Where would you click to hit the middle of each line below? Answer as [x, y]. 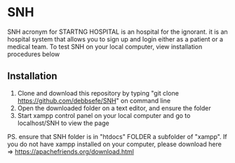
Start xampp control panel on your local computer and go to [104, 115]
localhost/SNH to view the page [63, 123]
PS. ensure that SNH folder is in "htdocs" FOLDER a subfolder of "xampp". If [117, 136]
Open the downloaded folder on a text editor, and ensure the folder [114, 108]
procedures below [34, 54]
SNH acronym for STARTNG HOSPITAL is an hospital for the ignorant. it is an [117, 32]
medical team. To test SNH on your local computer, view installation [105, 46]
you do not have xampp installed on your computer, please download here [115, 144]
